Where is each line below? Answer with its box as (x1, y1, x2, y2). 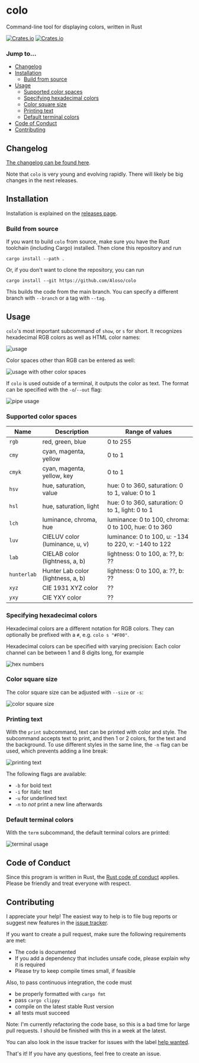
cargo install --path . (6, 256, 65, 262)
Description (55, 428, 89, 436)
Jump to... (6, 49, 37, 58)
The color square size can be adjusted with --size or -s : (6, 688, 144, 696)
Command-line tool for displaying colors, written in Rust (6, 23, 142, 30)
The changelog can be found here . (6, 159, 91, 166)
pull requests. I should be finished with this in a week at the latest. (6, 1027, 167, 1035)
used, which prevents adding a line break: (6, 747, 108, 754)
